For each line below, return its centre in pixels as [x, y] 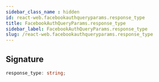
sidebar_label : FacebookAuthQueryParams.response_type [77, 29]
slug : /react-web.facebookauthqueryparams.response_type [79, 35]
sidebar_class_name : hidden [43, 12]
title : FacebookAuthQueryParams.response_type [66, 23]
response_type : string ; [36, 73]
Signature [25, 59]
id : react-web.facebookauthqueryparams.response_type [76, 18]
